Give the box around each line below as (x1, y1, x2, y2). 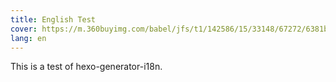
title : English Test (10, 14, 97, 25)
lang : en (10, 33, 47, 43)
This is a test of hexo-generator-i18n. (10, 61, 163, 73)
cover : (10, 24, 38, 34)
